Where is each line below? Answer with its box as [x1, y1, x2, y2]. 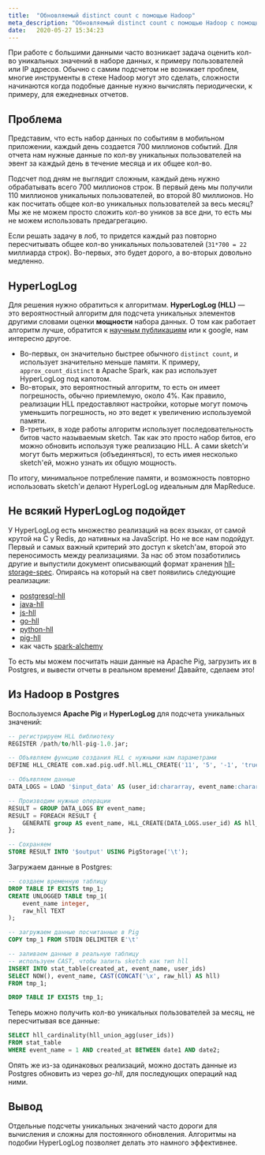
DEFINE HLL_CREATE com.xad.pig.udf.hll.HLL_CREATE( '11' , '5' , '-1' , [8, 761, 238, 769]
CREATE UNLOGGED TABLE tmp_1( [8, 892, 108, 900]
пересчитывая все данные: [8, 1016, 100, 1026]
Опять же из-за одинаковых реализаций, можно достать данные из [8, 1060, 237, 1070]
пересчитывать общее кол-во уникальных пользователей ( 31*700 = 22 [8, 240, 247, 249]
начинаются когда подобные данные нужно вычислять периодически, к [8, 81, 252, 91]
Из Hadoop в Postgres [8, 688, 120, 701]
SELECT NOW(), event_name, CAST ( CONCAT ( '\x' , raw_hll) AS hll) [8, 972, 221, 980]
